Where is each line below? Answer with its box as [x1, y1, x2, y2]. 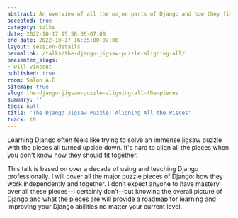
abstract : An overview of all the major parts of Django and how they [7, 10, 220, 18]
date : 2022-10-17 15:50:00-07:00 [7, 30, 106, 38]
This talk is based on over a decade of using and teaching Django [7, 164, 199, 173]
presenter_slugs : [7, 57, 59, 64]
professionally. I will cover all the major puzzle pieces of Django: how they [7, 172, 223, 180]
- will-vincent [7, 63, 52, 70]
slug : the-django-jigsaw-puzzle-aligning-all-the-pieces [7, 89, 179, 97]
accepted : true [7, 17, 52, 24]
